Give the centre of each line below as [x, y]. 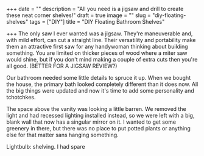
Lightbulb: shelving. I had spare [46, 147]
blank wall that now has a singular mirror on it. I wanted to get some [91, 122]
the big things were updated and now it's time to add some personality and [100, 90]
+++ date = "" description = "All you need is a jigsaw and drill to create [95, 9]
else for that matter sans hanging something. [62, 135]
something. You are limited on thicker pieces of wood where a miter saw [97, 53]
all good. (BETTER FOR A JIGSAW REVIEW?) [62, 66]
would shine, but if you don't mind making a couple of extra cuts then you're [102, 59]
